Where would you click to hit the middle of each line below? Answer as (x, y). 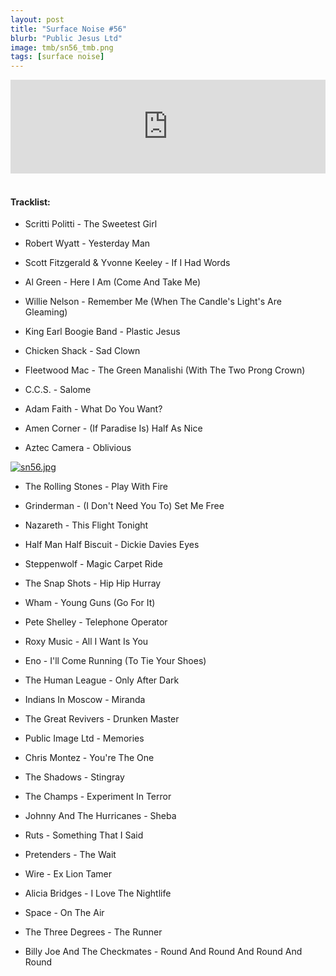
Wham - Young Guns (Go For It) (90, 603)
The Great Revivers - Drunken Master (102, 719)
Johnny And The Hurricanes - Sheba (100, 816)
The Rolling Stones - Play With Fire (96, 487)
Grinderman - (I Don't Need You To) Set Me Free (124, 506)
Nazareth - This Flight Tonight (86, 525)
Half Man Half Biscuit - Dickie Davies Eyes (112, 545)
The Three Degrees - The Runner (93, 932)
